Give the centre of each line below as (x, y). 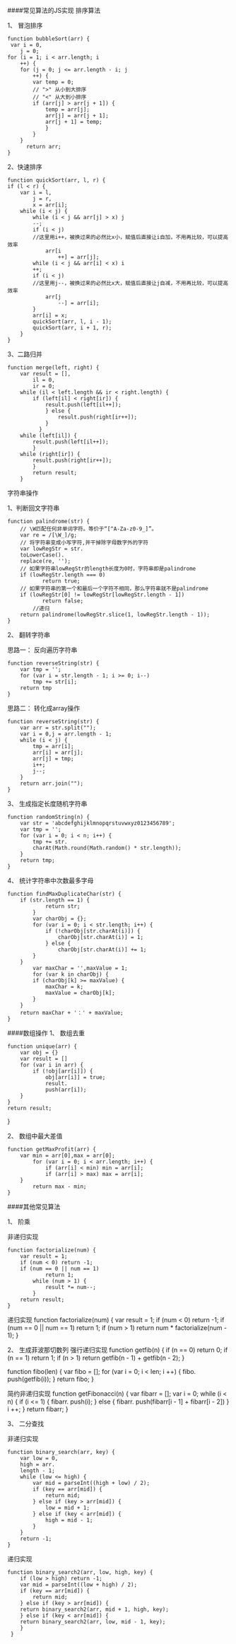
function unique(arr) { (42, 1047)
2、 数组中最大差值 (35, 1136)
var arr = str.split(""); (58, 728)
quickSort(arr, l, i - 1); (72, 322)
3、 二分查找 (26, 1424)
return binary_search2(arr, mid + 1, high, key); (95, 1609)
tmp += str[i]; (55, 682)
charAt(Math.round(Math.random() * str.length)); (107, 848)
